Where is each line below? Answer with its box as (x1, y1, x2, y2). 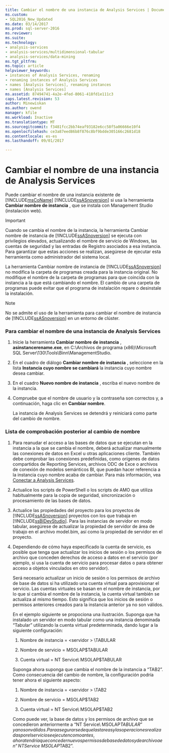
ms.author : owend (5, 106, 42, 111)
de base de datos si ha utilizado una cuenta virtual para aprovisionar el (12, 580, 159, 586)
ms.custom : (5, 12, 28, 17)
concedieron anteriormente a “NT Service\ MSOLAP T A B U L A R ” (12, 721, 142, 727)
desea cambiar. (12, 370, 45, 376)
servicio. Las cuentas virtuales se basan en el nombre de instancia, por (12, 585, 160, 592)
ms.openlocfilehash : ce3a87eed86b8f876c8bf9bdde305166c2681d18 (5, 129, 141, 134)
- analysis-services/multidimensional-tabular (5, 49, 105, 54)
